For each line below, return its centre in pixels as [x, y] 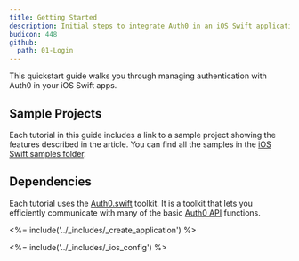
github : [24, 42]
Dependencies [50, 182]
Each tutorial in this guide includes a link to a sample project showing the [142, 135]
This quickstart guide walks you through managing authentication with [138, 76]
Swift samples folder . [48, 153]
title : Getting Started [53, 17]
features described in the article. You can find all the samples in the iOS [140, 144]
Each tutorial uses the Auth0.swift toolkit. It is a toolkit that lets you [131, 203]
